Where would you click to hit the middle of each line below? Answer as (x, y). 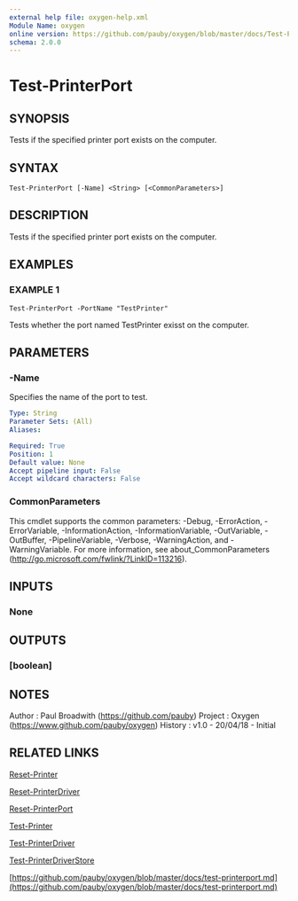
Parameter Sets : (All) (51, 422)
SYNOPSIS (39, 118)
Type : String (33, 413)
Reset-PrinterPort (41, 809)
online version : (39, 34)
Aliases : (25, 430)
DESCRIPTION (49, 215)
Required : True (37, 446)
